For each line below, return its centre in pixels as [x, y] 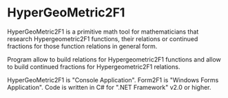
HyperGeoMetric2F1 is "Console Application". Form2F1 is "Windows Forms [113, 79]
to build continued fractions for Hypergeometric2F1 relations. [94, 66]
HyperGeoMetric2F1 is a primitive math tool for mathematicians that [103, 32]
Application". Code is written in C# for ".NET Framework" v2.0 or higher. [109, 87]
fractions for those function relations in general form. [82, 46]
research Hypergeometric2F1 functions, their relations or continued [103, 38]
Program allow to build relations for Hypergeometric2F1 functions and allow [114, 59]
